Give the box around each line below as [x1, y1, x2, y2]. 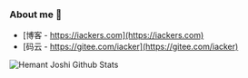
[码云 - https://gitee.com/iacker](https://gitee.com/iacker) [22, 41, 239, 53]
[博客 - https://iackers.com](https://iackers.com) [22, 30, 204, 41]
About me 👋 [9, 8, 62, 21]
